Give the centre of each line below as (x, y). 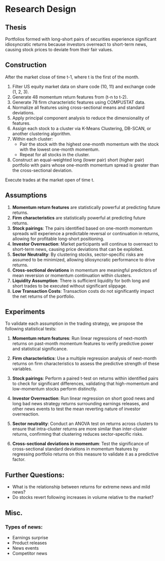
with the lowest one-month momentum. (60, 149)
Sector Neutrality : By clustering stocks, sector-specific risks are (78, 254)
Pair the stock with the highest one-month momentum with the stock (89, 144)
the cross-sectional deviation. (42, 170)
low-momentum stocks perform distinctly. (55, 389)
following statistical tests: (31, 329)
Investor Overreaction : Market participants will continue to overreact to (85, 244)
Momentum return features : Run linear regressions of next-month (80, 338)
